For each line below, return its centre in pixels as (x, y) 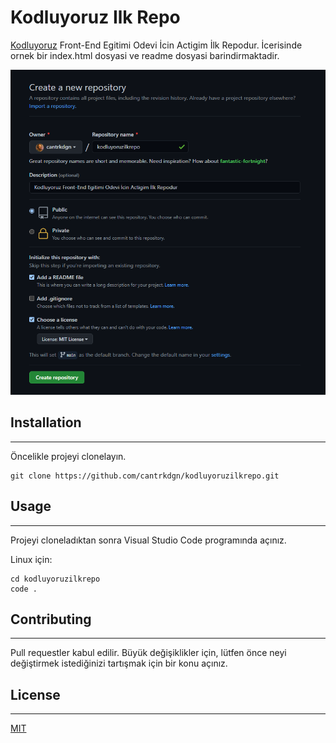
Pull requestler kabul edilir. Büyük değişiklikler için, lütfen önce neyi (148, 653)
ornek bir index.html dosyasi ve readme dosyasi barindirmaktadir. (145, 55)
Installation (46, 422)
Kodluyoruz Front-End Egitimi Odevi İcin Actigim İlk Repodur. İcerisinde (156, 45)
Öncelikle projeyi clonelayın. (68, 456)
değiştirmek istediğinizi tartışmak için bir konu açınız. (119, 663)
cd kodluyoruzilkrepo (55, 579)
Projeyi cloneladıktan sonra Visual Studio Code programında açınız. (148, 540)
